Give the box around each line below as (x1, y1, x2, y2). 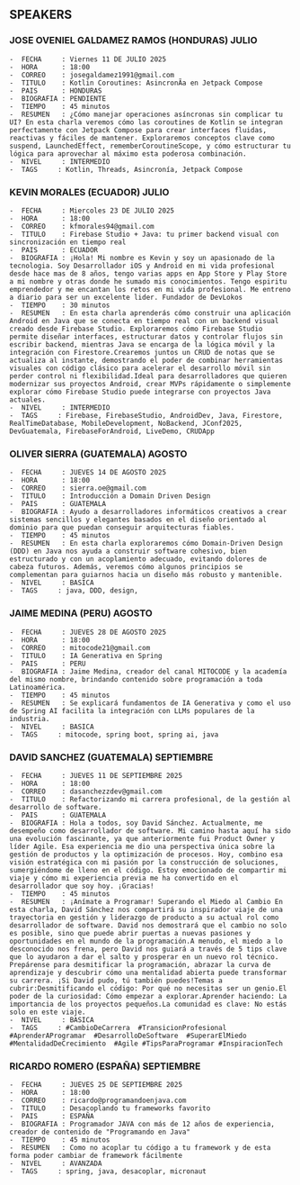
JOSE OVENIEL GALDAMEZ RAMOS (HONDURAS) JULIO (9, 34, 258, 47)
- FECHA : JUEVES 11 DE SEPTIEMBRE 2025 (9, 771, 182, 780)
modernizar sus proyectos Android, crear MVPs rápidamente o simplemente (9, 379, 292, 388)
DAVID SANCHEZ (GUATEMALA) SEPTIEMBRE (9, 751, 214, 764)
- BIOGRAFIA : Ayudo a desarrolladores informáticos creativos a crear (9, 508, 287, 517)
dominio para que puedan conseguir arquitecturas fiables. (9, 523, 235, 532)
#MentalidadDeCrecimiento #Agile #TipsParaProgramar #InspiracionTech (9, 1039, 283, 1048)
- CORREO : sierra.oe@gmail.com (9, 484, 146, 493)
